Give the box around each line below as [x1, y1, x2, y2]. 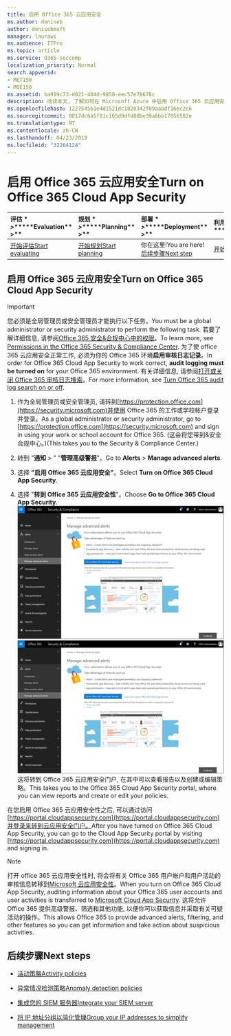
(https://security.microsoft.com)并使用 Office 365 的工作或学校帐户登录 [16, 406, 219, 415]
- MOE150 [7, 83, 32, 91]
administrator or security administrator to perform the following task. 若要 [7, 325, 215, 333]
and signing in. [7, 844, 49, 852]
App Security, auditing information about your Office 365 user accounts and [7, 888, 222, 896]
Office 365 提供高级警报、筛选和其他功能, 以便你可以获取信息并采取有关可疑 [7, 905, 223, 913]
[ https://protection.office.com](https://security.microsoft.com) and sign [16, 423, 219, 431]
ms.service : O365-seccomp [7, 55, 81, 62]
